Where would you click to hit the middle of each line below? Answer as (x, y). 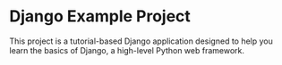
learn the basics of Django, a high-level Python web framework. (127, 50)
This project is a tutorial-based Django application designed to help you (141, 41)
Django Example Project (100, 16)
